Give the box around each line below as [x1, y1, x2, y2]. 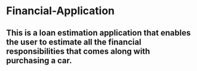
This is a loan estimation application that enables [6, 28, 191, 38]
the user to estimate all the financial [6, 37, 141, 47]
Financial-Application [6, 4, 115, 18]
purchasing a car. [6, 55, 72, 66]
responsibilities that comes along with [6, 46, 150, 56]
